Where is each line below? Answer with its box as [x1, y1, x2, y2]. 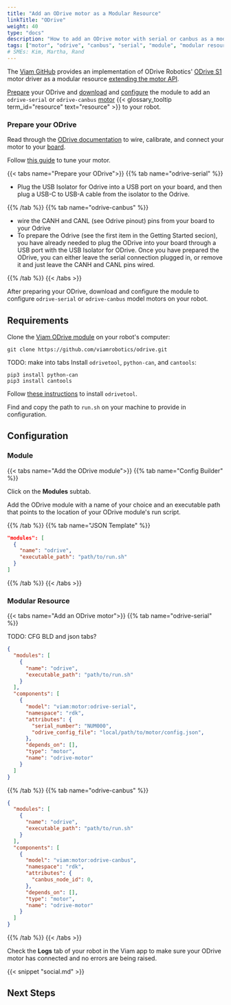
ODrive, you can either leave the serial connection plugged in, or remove [16, 253, 223, 262]
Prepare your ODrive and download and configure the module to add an [7, 87, 210, 96]
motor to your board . [7, 142, 66, 151]
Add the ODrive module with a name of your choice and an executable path [7, 500, 221, 509]
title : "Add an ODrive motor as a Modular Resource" [7, 10, 162, 17]
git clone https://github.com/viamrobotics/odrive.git [7, 346, 168, 353]
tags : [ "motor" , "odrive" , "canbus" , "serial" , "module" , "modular [7, 42, 205, 49]
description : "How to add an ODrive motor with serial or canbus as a [7, 36, 214, 43]
